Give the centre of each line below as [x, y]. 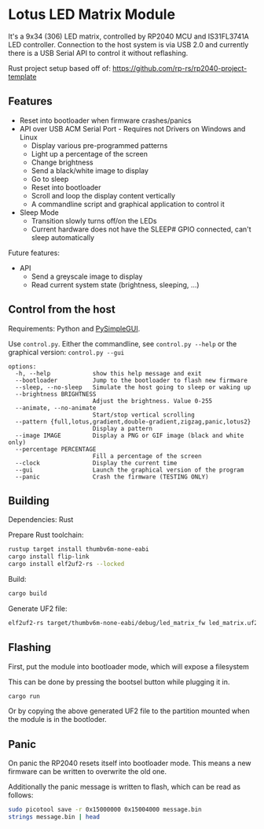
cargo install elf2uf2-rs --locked [66, 564]
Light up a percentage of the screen [89, 154]
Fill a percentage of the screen [147, 456]
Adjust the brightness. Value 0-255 [152, 401]
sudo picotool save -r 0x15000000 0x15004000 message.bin [105, 810]
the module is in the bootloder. [58, 720]
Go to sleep [50, 179]
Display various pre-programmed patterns [99, 145]
